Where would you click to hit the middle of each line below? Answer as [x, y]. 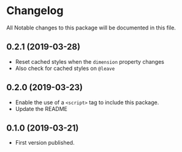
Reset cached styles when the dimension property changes [89, 61]
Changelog [35, 11]
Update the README [41, 108]
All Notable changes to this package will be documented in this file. [91, 28]
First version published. [45, 143]
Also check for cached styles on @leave [65, 68]
